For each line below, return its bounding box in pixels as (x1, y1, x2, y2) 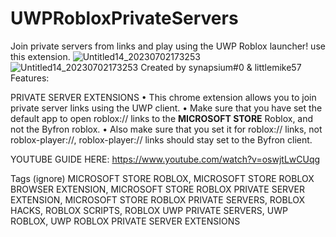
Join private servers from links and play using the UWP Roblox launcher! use (10, 40, 326, 52)
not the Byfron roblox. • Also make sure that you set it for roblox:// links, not (10, 123, 323, 135)
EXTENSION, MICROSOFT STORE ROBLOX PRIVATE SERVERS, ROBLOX (10, 193, 306, 206)
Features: (10, 72, 50, 84)
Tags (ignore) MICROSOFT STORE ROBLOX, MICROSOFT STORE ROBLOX (10, 172, 315, 184)
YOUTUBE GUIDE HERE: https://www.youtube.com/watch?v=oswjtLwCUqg (10, 153, 321, 165)
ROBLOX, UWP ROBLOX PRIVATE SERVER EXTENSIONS (10, 215, 241, 227)
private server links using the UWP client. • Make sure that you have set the (10, 102, 323, 114)
